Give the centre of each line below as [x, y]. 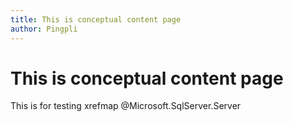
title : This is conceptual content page [96, 19]
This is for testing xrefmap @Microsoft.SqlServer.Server [126, 106]
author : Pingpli [44, 29]
